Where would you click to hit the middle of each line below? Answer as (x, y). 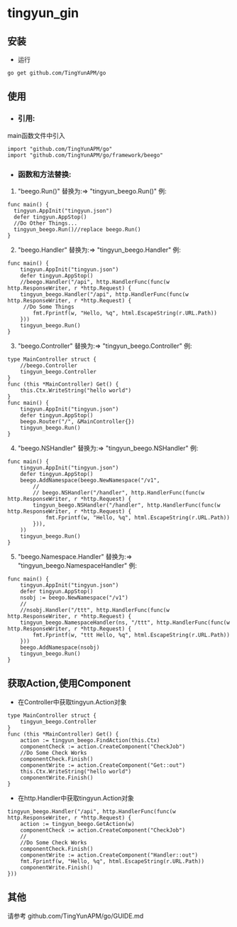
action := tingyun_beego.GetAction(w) (77, 824)
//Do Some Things (49, 307)
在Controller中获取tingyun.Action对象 (72, 701)
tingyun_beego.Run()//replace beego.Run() (77, 229)
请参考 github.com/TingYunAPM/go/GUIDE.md (76, 916)
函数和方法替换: (44, 174)
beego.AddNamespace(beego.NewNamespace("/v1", (90, 480)
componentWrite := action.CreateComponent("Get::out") (103, 765)
